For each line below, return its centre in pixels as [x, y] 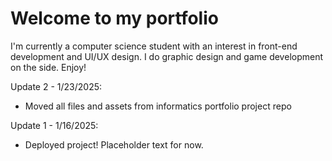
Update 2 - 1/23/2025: [56, 86]
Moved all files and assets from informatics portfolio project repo [158, 106]
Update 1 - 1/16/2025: [54, 125]
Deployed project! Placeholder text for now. [114, 144]
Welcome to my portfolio [114, 18]
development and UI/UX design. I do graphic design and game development [167, 56]
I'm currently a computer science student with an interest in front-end [154, 46]
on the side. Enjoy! [48, 67]
